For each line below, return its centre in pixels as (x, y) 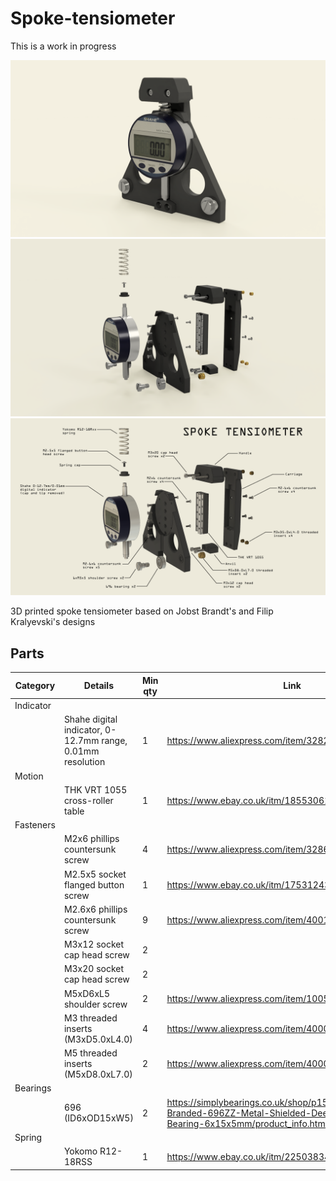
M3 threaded (90, 1018)
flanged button (94, 884)
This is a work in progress (63, 46)
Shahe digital (90, 719)
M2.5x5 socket (95, 874)
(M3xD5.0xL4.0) (98, 1039)
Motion (29, 776)
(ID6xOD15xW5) (98, 1118)
